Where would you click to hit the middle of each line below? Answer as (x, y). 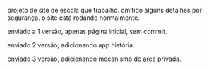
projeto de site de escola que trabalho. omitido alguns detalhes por (105, 10)
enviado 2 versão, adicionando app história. (71, 45)
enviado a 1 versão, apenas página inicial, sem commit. (87, 31)
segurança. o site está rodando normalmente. (73, 18)
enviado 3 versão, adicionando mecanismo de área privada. (94, 59)
